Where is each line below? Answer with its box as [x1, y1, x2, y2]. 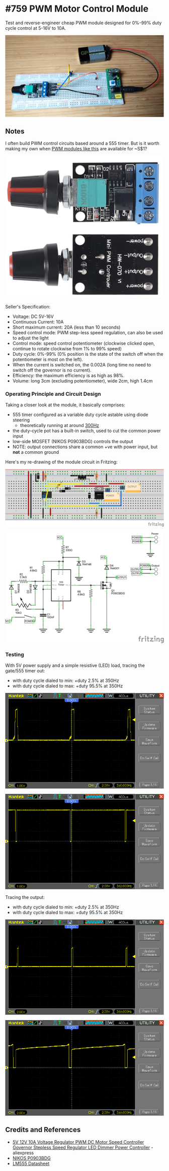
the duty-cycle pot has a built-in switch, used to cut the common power [12, 428, 161, 434]
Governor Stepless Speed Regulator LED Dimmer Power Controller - [12, 1144, 153, 1150]
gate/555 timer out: [5, 668, 45, 674]
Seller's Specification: [5, 303, 51, 309]
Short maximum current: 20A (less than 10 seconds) [12, 324, 121, 330]
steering [12, 417, 30, 423]
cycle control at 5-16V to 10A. [5, 25, 66, 31]
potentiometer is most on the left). [12, 356, 83, 362]
